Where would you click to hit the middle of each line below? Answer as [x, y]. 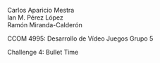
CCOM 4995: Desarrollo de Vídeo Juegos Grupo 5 [80, 38]
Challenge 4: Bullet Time [43, 52]
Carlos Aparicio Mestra [41, 10]
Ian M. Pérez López [35, 17]
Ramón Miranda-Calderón [45, 25]
